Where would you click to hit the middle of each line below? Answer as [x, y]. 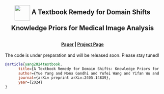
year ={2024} [30, 82]
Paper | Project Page [82, 45]
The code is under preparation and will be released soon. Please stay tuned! [82, 55]
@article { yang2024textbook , [34, 64]
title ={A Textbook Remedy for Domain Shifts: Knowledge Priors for [89, 69]
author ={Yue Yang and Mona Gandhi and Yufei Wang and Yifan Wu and [89, 73]
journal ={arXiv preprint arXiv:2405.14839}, [64, 78]
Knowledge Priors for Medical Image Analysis [82, 28]
